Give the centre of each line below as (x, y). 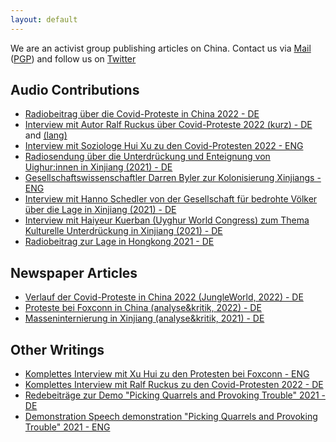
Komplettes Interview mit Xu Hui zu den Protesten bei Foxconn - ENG (167, 374)
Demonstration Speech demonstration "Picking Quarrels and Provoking (171, 417)
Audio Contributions (75, 90)
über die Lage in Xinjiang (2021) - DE (100, 210)
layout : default (44, 19)
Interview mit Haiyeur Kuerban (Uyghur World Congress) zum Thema (167, 220)
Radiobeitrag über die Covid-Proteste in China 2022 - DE (142, 114)
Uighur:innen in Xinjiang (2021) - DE (98, 167)
